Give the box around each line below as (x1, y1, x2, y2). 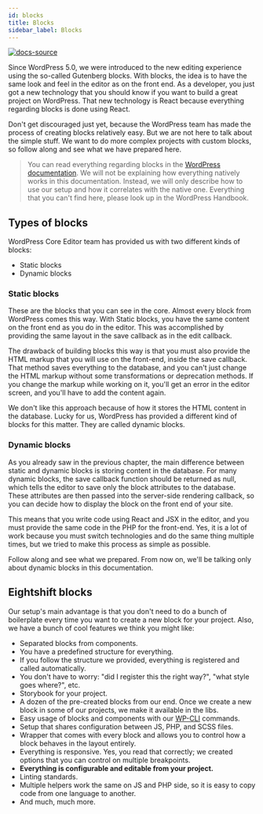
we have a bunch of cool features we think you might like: (8, 623, 195, 633)
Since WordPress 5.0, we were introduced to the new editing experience (8, 63, 242, 72)
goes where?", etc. (19, 680, 81, 689)
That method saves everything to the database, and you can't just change (8, 363, 247, 373)
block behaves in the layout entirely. (19, 739, 137, 748)
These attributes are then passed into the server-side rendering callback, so (8, 491, 255, 500)
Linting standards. (19, 772, 79, 781)
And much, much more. (19, 797, 96, 806)
